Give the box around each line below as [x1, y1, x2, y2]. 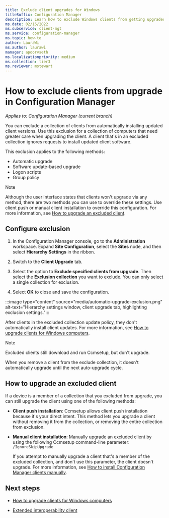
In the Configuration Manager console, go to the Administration [12, 238, 145, 244]
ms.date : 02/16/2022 [5, 21, 49, 27]
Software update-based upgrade [12, 164, 81, 170]
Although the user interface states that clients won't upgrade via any [5, 194, 147, 200]
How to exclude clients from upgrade [5, 85, 162, 97]
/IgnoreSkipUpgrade [12, 444, 54, 449]
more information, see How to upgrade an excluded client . [5, 210, 126, 216]
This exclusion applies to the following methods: [5, 148, 105, 154]
